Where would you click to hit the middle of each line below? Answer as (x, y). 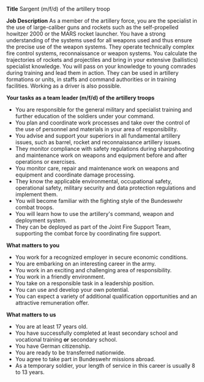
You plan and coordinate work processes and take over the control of (103, 123)
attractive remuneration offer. (52, 303)
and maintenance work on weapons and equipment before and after (101, 155)
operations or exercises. (46, 162)
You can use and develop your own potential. (72, 290)
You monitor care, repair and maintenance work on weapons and (97, 168)
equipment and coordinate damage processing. (75, 175)
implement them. (36, 194)
